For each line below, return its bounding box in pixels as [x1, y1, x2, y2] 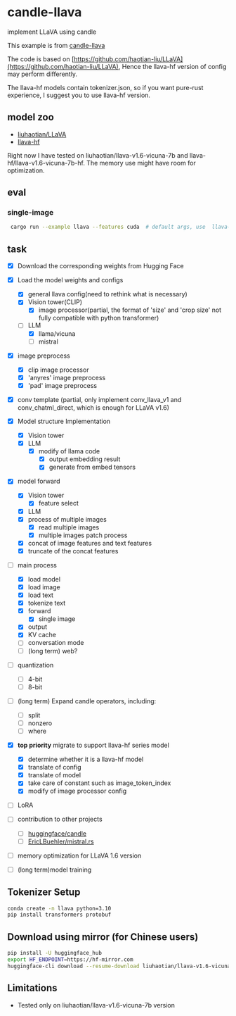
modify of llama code [38, 447, 100, 456]
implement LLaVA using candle [7, 27, 97, 36]
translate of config [27, 763, 82, 772]
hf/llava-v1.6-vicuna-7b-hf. [7, 158, 86, 167]
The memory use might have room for [86, 158, 197, 167]
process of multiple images [27, 515, 107, 523]
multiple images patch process [38, 531, 128, 539]
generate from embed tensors [48, 463, 136, 472]
